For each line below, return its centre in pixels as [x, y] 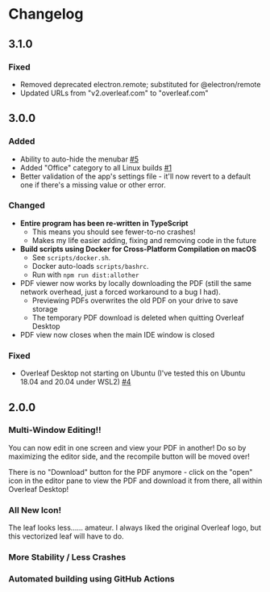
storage [45, 309]
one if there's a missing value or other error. [93, 185]
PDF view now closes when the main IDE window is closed [117, 334]
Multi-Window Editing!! [55, 430]
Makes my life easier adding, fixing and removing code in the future [144, 240]
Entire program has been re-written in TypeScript [104, 223]
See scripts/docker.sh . [71, 257]
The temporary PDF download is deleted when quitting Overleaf [138, 317]
